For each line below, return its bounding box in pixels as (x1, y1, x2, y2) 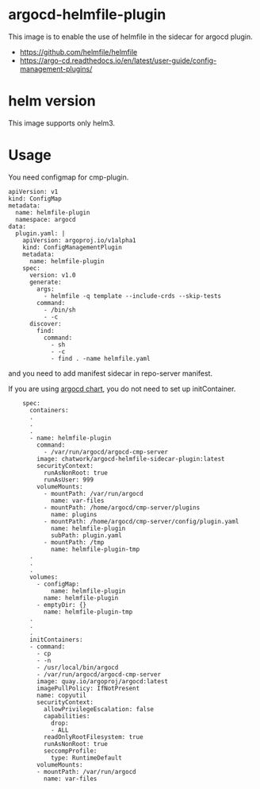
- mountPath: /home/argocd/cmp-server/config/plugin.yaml (43, 517, 239, 525)
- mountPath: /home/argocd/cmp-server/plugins (43, 503, 201, 512)
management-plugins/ (19, 64, 93, 73)
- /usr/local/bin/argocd (36, 663, 119, 671)
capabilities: (43, 712, 90, 720)
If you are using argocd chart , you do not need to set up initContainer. (8, 384, 236, 393)
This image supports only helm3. (8, 118, 116, 128)
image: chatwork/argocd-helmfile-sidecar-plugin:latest (36, 454, 225, 462)
